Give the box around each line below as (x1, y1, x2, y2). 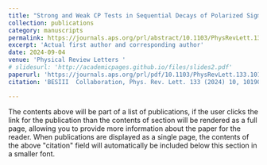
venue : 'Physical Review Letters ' (8, 56, 126, 64)
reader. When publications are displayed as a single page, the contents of (8, 132, 250, 141)
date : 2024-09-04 (8, 48, 66, 56)
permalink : (8, 33, 44, 42)
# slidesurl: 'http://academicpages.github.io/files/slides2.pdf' (8, 63, 233, 71)
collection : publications (8, 19, 94, 27)
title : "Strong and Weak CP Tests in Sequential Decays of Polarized (8, 11, 244, 20)
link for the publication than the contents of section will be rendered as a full (8, 115, 257, 125)
